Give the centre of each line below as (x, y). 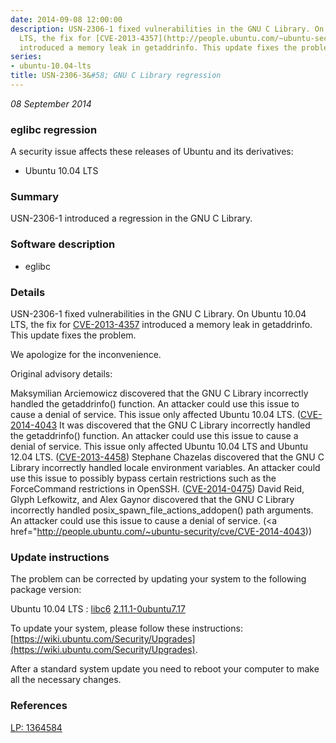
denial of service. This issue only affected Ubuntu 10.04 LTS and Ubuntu (159, 447)
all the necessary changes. (66, 680)
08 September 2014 (51, 103)
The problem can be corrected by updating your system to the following (158, 579)
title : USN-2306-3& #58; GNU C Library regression (116, 76)
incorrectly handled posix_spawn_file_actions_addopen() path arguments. (162, 510)
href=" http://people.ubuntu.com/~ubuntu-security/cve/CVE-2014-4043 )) (161, 532)
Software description (63, 244)
